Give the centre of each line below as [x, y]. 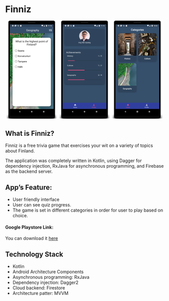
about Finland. [20, 151]
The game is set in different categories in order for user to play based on [88, 210]
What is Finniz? [30, 133]
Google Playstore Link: [29, 227]
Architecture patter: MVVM [40, 293]
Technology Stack [34, 254]
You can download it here [32, 238]
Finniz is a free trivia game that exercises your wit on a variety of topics [79, 145]
